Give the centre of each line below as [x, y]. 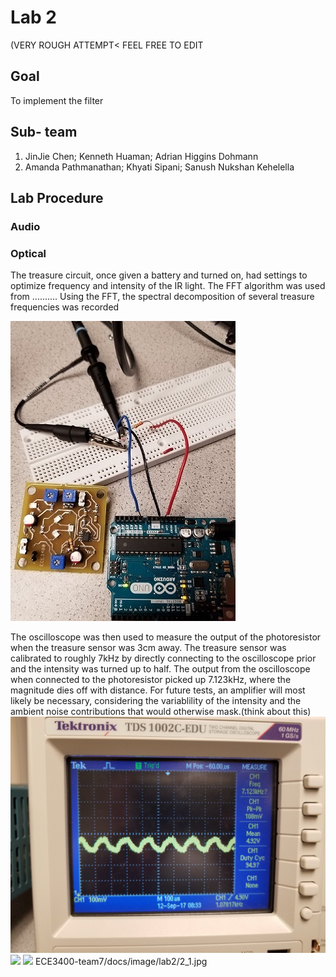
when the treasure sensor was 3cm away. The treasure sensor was [148, 648]
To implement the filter [57, 100]
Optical [28, 253]
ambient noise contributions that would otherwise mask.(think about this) [161, 712]
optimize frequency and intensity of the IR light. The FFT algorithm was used [168, 286]
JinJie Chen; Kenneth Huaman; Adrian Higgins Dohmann [141, 156]
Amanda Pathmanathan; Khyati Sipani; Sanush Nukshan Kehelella [159, 167]
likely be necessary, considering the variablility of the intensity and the [156, 701]
